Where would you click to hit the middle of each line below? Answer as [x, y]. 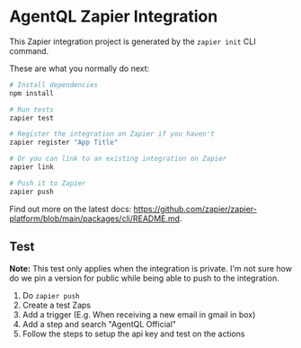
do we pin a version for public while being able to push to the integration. [145, 278]
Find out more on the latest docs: [71, 209]
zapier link [31, 167]
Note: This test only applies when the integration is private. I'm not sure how [150, 268]
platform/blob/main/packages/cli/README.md [95, 219]
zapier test [31, 118]
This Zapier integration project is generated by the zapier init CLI [133, 41]
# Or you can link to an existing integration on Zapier [118, 159]
